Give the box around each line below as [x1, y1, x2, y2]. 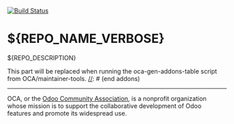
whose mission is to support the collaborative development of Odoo [7, 101, 202, 110]
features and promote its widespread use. [7, 109, 127, 117]
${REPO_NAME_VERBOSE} [7, 31, 165, 46]
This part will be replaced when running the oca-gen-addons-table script [7, 67, 217, 76]
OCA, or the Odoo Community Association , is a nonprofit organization [7, 94, 207, 103]
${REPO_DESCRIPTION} [7, 53, 77, 62]
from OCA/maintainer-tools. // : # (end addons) [7, 74, 141, 82]
